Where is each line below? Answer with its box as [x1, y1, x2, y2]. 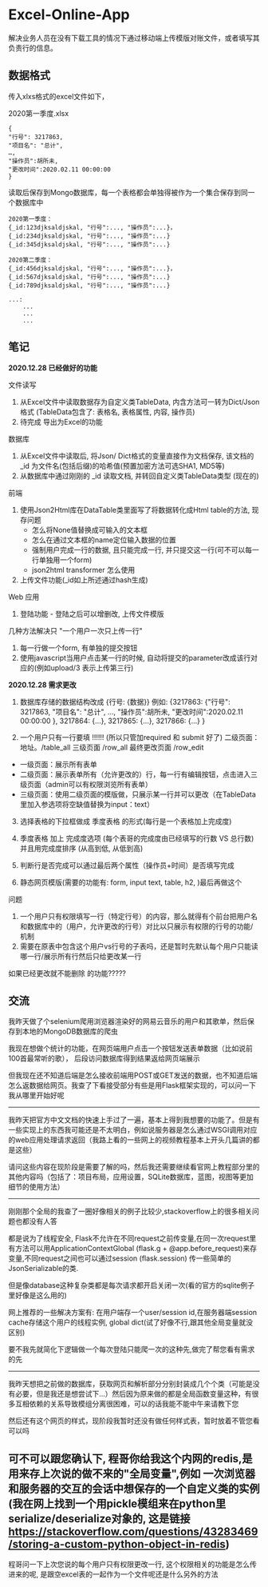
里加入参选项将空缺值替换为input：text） [19, 799, 154, 809]
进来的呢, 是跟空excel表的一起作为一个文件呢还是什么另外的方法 [8, 1569, 219, 1579]
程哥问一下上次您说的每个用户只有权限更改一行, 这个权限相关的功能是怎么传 [8, 1560, 257, 1569]
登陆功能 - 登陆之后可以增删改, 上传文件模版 [19, 609, 165, 618]
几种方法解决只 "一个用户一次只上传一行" [8, 626, 143, 635]
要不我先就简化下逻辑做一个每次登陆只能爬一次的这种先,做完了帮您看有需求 [8, 1345, 255, 1354]
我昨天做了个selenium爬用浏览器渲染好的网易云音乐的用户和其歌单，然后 [8, 1017, 248, 1026]
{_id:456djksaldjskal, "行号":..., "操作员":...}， [8, 264, 177, 273]
